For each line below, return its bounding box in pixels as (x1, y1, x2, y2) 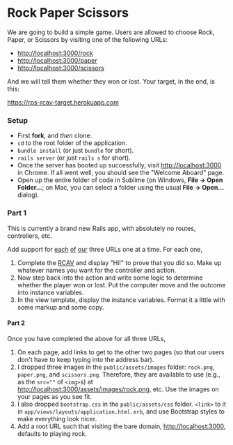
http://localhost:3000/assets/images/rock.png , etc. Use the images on (17, 385, 219, 393)
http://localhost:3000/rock (17, 49, 94, 57)
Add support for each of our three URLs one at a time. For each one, (7, 245, 203, 253)
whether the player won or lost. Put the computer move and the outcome (17, 280, 226, 289)
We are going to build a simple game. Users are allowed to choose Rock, (7, 28, 215, 36)
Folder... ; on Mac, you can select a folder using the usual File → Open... (17, 183, 225, 192)
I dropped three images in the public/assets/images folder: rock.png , (17, 363, 215, 371)
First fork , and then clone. (17, 131, 93, 140)
